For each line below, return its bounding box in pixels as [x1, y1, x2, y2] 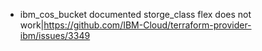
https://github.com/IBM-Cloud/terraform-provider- [43, 19, 252, 31]
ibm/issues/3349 [19, 30, 91, 41]
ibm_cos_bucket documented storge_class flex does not [19, 9, 252, 20]
